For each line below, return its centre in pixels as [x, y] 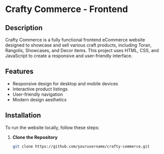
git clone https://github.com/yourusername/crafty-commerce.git [81, 146]
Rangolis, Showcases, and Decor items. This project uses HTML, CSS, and [82, 50]
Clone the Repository [35, 137]
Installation [23, 116]
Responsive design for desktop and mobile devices [65, 83]
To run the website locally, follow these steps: [52, 127]
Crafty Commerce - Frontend [67, 9]
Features [19, 71]
